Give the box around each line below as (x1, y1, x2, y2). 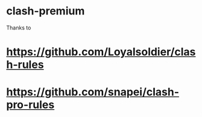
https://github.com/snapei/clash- (6, 85, 180, 99)
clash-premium (6, 4, 85, 18)
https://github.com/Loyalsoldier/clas (6, 45, 196, 59)
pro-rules (6, 98, 55, 112)
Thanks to (6, 24, 31, 31)
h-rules (6, 58, 44, 71)
